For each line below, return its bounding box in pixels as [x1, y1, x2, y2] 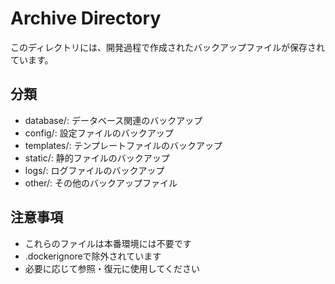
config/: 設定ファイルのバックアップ [24, 127, 174, 139]
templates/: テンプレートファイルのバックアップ [24, 139, 223, 151]
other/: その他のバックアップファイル [24, 177, 178, 189]
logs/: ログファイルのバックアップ [24, 164, 165, 176]
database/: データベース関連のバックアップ [24, 114, 203, 126]
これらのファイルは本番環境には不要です [24, 237, 192, 249]
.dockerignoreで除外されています [24, 250, 162, 262]
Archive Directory [10, 7, 162, 30]
